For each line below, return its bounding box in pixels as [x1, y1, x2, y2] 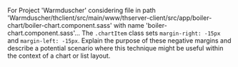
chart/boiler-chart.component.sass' [7, 21, 112, 29]
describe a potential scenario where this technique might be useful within [7, 44, 224, 52]
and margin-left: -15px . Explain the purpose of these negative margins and [7, 36, 232, 45]
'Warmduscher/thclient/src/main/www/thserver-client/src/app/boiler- [7, 14, 212, 22]
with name [113, 21, 144, 29]
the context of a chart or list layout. [7, 51, 111, 60]
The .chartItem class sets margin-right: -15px [81, 29, 221, 37]
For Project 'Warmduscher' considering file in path [7, 6, 156, 14]
